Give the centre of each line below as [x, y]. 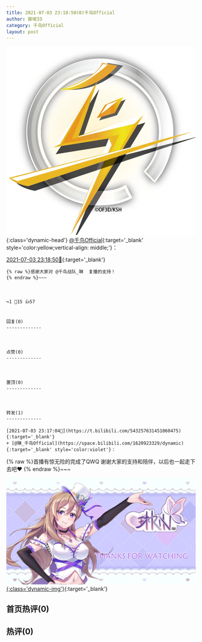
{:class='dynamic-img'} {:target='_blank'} [57, 589]
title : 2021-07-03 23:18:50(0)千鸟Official [61, 13]
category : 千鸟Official [35, 25]
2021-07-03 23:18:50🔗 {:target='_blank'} [56, 260]
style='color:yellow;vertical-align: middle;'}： [62, 248]
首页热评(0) [28, 609]
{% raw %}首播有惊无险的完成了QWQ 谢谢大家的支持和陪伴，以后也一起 [96, 462]
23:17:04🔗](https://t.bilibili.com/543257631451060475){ [110, 431]
